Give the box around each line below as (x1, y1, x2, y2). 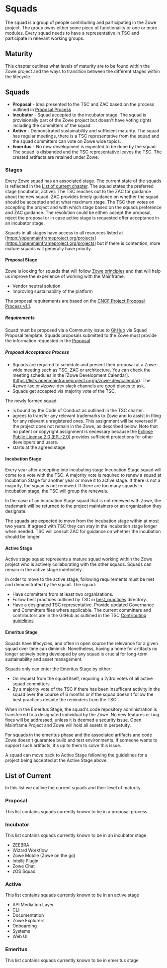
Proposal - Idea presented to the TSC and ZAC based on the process (12, 101, 155, 107)
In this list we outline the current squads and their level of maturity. (5, 785, 142, 791)
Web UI (12, 934, 28, 940)
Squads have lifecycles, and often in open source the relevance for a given (5, 640, 158, 646)
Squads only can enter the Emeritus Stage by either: (5, 665, 112, 672)
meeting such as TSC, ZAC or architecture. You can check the (23, 367, 151, 373)
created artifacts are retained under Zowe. (12, 154, 99, 160)
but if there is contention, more (97, 240, 161, 246)
